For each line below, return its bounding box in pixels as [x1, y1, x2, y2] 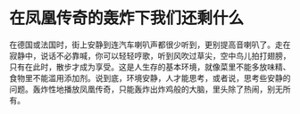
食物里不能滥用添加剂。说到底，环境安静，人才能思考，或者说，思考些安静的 [9, 72, 291, 83]
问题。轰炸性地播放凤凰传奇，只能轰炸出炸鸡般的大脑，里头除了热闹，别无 [9, 84, 283, 94]
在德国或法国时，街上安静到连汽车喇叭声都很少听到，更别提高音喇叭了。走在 [9, 39, 291, 50]
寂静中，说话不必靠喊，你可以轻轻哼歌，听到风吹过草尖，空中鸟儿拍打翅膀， [9, 50, 291, 61]
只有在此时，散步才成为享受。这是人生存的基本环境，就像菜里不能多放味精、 [9, 61, 291, 72]
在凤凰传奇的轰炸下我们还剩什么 [9, 8, 245, 28]
